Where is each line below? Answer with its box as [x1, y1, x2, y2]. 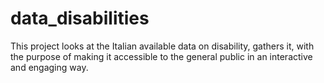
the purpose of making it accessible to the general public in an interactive [10, 50, 313, 62]
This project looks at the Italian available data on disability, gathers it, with [10, 40, 315, 52]
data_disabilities [10, 7, 150, 30]
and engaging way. [10, 61, 89, 73]
